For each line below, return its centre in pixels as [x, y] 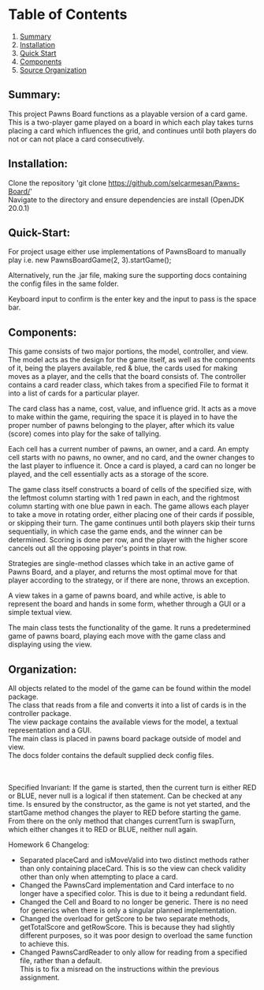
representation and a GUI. [50, 730]
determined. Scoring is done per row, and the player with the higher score [128, 540]
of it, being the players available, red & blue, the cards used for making [123, 368]
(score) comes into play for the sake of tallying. [85, 434]
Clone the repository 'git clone [58, 182]
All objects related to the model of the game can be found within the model [130, 688]
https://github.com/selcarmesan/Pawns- [174, 182]
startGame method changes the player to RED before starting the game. [125, 812]
